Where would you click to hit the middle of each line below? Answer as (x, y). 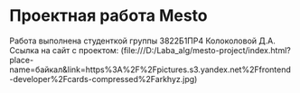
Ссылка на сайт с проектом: (64, 50)
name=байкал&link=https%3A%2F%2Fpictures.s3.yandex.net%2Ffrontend (150, 70)
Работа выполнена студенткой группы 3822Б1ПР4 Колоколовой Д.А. (142, 41)
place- (22, 60)
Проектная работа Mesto (108, 16)
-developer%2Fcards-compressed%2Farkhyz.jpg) (103, 79)
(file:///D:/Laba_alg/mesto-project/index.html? (206, 50)
